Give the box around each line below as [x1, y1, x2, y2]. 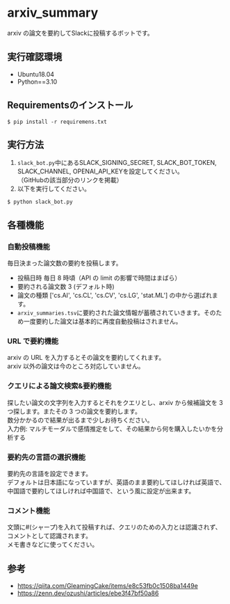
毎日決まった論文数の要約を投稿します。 [7, 259, 123, 267]
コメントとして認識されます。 [7, 532, 92, 540]
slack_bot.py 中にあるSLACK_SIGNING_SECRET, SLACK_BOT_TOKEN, [17, 159, 217, 167]
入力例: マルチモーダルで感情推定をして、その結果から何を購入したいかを [7, 424, 217, 433]
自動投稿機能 [7, 241, 51, 251]
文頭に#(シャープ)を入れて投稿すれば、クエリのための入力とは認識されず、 [7, 523, 222, 532]
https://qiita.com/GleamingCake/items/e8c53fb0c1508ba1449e [17, 582, 198, 590]
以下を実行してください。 [17, 184, 90, 193]
